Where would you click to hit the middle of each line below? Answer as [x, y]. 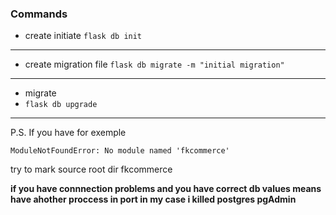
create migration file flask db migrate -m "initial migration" [154, 64]
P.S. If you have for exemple [68, 133]
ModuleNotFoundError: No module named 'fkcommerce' [120, 151]
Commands [39, 14]
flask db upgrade [61, 105]
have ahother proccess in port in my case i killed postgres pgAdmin [153, 199]
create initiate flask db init [83, 36]
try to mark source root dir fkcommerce [91, 169]
